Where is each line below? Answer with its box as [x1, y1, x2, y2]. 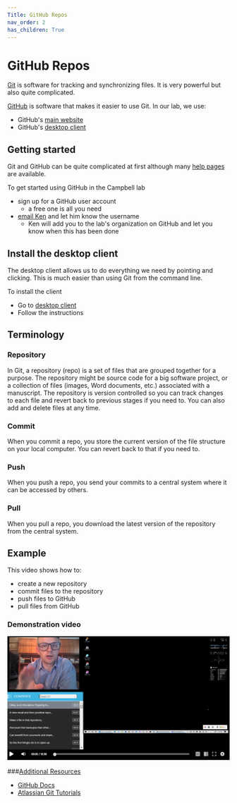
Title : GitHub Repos [7, 11, 68, 18]
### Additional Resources [7, 767, 81, 776]
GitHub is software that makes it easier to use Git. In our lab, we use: [7, 102, 207, 111]
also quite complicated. [7, 88, 75, 97]
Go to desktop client [17, 300, 77, 309]
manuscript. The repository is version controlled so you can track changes [7, 388, 224, 397]
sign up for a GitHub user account [17, 197, 116, 206]
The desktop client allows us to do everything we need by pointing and [7, 266, 214, 274]
